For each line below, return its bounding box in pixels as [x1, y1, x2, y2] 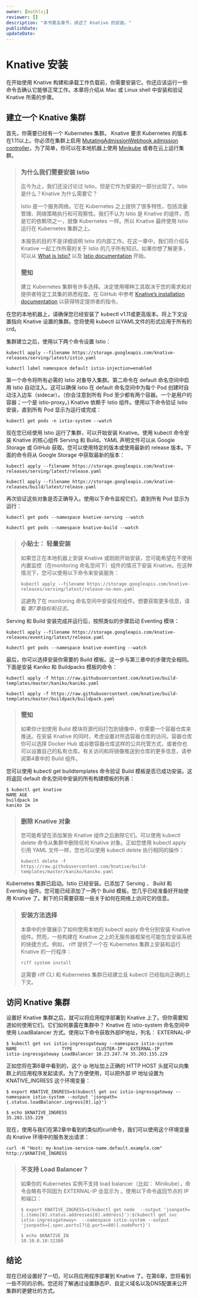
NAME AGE [6, 792, 28, 798]
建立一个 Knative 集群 [6, 113, 86, 123]
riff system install [20, 960, 72, 966]
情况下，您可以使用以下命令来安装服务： [20, 569, 119, 576]
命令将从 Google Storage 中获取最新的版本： [16, 451, 125, 458]
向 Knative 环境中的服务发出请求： [6, 1133, 90, 1140]
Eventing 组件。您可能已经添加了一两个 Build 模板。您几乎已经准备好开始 [6, 887, 184, 894]
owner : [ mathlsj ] [6, 8, 49, 15]
